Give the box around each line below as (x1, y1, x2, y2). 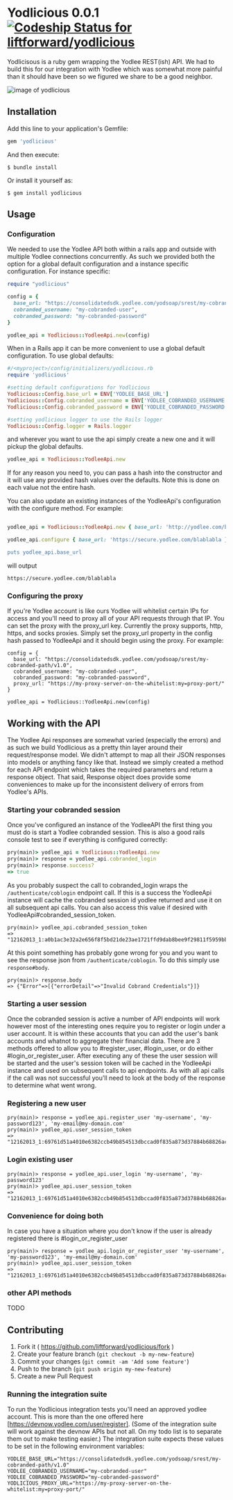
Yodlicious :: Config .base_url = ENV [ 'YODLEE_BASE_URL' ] (7, 391, 169, 398)
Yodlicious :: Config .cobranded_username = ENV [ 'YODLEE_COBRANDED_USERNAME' (7, 397, 228, 404)
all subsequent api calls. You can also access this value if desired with (7, 903, 208, 911)
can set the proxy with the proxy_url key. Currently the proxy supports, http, (7, 621, 223, 630)
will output (7, 561, 37, 570)
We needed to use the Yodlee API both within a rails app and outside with (7, 245, 216, 253)
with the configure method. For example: (7, 504, 123, 513)
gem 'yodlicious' (7, 138, 58, 145)
